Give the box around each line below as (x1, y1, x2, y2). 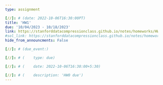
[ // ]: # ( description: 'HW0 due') (5, 73, 83, 77)
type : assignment (5, 7, 40, 12)
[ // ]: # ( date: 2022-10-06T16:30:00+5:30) (5, 64, 101, 69)
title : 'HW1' (5, 20, 32, 25)
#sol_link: (5, 34, 27, 38)
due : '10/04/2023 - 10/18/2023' (5, 24, 70, 29)
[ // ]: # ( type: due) (5, 55, 55, 60)
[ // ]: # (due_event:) (5, 47, 49, 51)
